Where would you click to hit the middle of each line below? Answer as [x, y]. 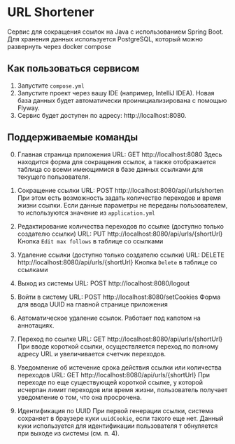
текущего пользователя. [54, 177]
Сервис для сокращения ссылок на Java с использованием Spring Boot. [115, 32]
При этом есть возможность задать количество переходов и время [119, 198]
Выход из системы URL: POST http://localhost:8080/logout [104, 283]
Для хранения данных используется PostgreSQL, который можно [105, 39]
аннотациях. [36, 325]
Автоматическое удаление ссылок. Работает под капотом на [109, 318]
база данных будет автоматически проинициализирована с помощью [122, 100]
